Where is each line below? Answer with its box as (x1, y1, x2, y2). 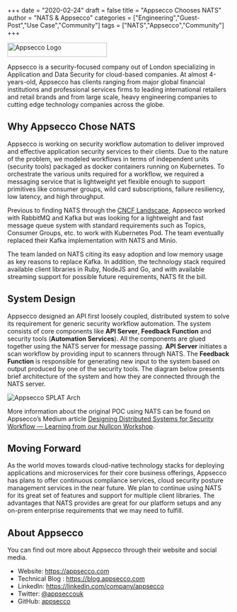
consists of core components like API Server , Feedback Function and (7, 327, 212, 335)
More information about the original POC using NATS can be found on (7, 407, 211, 415)
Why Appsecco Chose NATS (7, 120, 136, 133)
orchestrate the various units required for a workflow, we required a (7, 169, 204, 178)
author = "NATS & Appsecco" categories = (7, 13, 132, 22)
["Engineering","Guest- (133, 13, 200, 22)
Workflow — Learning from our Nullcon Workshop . (7, 421, 155, 431)
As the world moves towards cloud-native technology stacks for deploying (7, 461, 225, 470)
